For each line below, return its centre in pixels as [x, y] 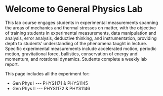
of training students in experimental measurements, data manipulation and [81, 33]
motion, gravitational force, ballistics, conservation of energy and [71, 54]
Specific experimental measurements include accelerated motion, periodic [81, 48]
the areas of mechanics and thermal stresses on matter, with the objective [81, 27]
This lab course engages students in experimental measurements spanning [81, 23]
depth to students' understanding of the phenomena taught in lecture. [76, 43]
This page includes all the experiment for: [47, 73]
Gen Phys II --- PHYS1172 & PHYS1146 [51, 88]
